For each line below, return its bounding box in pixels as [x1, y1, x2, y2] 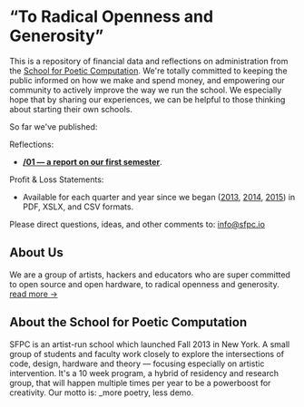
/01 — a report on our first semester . [22, 156, 162, 167]
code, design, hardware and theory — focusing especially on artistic [9, 358, 265, 369]
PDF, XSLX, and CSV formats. [22, 201, 134, 212]
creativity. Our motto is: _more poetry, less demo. [9, 387, 194, 398]
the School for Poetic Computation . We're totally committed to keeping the [9, 65, 288, 76]
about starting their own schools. [9, 103, 133, 114]
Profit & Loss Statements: [9, 174, 104, 185]
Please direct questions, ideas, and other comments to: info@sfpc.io [9, 218, 266, 229]
